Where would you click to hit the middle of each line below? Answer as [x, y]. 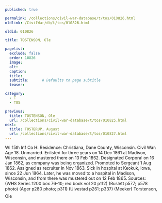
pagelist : [15, 49]
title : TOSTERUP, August [34, 129]
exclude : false [25, 54]
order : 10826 [23, 58]
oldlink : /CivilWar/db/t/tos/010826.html [48, 23]
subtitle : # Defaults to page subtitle [55, 80]
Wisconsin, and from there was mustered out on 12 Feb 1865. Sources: [76, 178]
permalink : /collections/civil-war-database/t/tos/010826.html [70, 18]
